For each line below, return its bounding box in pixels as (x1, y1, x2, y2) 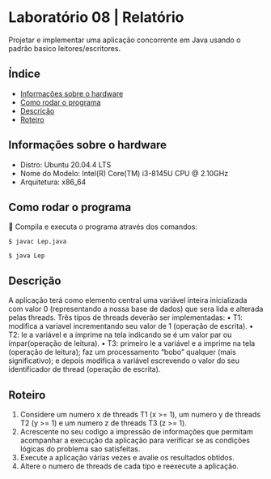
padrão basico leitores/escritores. (8, 43, 121, 53)
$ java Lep (8, 252, 45, 260)
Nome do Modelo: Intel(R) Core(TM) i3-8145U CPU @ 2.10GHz (19, 168, 229, 178)
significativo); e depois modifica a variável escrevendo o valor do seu (8, 356, 240, 365)
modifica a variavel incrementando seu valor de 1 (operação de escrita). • (8, 321, 254, 331)
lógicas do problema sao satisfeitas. (19, 444, 141, 454)
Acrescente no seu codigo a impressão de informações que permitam (19, 427, 253, 436)
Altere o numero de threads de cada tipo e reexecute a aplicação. (19, 461, 239, 471)
